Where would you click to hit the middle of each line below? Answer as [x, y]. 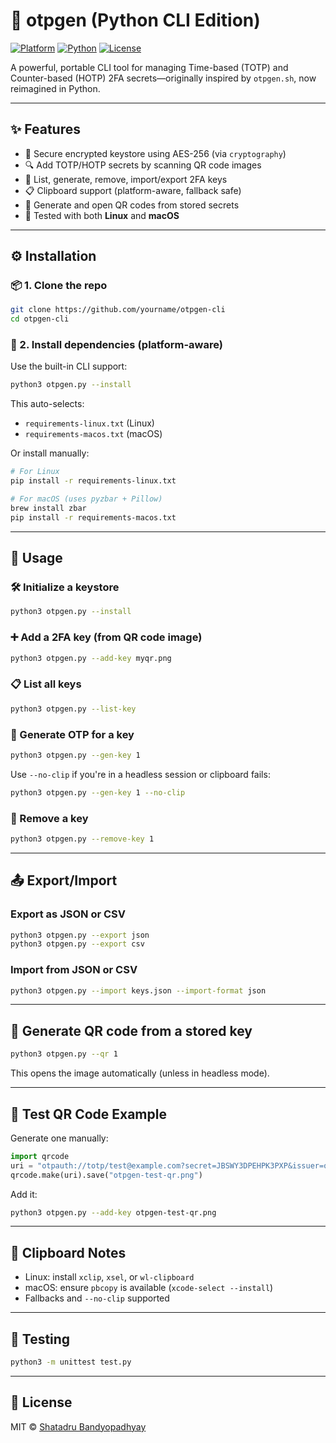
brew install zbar [48, 508]
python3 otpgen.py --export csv [77, 944]
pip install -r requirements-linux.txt [93, 481]
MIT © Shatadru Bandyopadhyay [78, 1426]
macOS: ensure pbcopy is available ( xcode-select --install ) [149, 1288]
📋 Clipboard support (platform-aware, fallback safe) [133, 190]
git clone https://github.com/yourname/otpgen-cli [118, 310]
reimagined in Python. [55, 88]
